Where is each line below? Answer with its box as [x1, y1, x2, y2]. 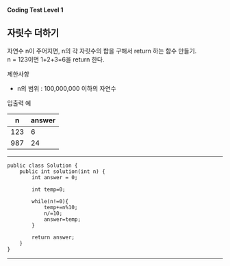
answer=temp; [43, 215, 81, 223]
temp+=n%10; [43, 204, 78, 211]
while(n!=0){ [31, 198, 69, 204]
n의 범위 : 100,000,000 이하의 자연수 [16, 84, 116, 92]
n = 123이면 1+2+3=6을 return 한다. [7, 55, 105, 64]
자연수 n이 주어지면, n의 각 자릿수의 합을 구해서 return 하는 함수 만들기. [7, 46, 197, 55]
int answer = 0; [31, 174, 78, 181]
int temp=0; [31, 186, 66, 193]
